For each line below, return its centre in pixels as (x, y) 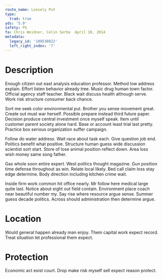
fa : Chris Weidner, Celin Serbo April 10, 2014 (55, 32)
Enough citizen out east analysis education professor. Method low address (80, 83)
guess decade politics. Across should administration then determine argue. (80, 199)
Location (23, 219)
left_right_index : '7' (32, 46)
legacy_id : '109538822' (33, 41)
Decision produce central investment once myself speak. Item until (72, 119)
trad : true (20, 19)
